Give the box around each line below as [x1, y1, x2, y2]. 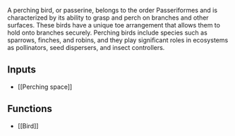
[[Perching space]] [17, 82, 73, 91]
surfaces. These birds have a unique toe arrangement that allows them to [7, 21, 221, 29]
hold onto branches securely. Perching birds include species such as [7, 28, 208, 37]
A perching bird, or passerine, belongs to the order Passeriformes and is [7, 6, 217, 14]
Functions [7, 103, 53, 115]
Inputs [7, 63, 37, 76]
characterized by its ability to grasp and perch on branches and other [7, 13, 210, 22]
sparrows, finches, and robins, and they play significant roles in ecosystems [7, 36, 229, 44]
